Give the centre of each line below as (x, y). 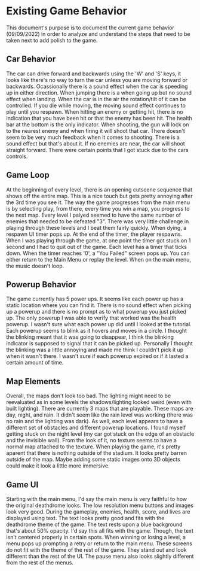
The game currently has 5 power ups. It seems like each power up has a (95, 299)
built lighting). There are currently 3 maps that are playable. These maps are (100, 409)
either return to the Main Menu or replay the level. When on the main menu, (99, 259)
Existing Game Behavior (67, 11)
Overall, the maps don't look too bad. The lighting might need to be (89, 396)
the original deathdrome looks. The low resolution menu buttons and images (100, 505)
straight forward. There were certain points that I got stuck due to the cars (98, 150)
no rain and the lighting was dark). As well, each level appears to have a (95, 421)
